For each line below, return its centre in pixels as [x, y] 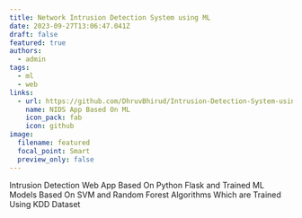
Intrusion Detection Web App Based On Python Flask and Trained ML [137, 185]
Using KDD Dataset [45, 204]
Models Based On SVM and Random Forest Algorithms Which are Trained [145, 195]
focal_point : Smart [54, 151]
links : [22, 92]
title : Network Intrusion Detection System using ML [110, 17]
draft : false [34, 34]
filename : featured [54, 143]
